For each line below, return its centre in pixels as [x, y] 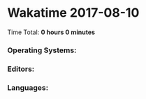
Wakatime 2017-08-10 [73, 13]
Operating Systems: [42, 50]
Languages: [28, 87]
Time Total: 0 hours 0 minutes [51, 32]
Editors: [21, 69]
